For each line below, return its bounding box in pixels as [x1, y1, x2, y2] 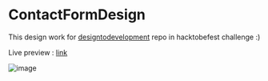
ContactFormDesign [8, 6, 146, 24]
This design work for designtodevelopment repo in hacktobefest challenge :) [8, 32, 261, 42]
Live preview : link [8, 47, 68, 57]
